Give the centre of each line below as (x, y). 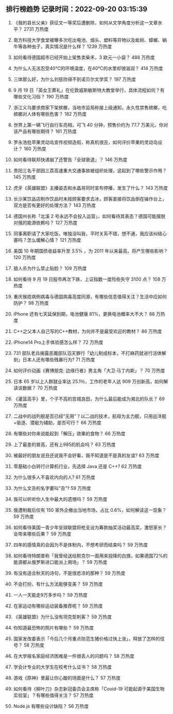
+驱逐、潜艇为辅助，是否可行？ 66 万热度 (57, 422)
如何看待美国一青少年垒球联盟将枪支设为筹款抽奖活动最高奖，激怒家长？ (90, 527)
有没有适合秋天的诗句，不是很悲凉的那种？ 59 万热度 (69, 573)
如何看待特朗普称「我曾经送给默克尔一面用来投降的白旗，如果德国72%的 (90, 556)
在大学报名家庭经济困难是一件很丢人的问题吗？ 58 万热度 (74, 656)
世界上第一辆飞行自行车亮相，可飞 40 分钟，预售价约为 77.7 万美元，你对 (91, 124)
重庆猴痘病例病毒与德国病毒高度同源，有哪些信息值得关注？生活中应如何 (90, 296)
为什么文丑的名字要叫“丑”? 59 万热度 (52, 488)
